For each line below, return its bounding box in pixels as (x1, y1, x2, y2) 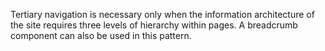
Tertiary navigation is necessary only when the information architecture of (10, 9, 315, 20)
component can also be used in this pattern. (10, 30, 192, 41)
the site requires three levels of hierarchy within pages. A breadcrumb (10, 19, 298, 31)
